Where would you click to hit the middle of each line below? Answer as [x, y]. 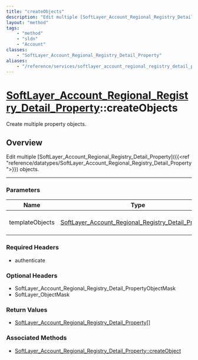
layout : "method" [27, 22]
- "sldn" [27, 39]
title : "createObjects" [35, 11]
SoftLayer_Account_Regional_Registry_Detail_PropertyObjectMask [95, 288]
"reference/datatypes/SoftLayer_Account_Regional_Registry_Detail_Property [99, 163]
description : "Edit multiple [42, 17]
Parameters [23, 190]
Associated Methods [37, 338]
